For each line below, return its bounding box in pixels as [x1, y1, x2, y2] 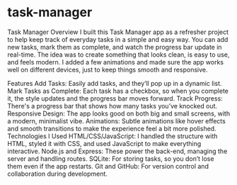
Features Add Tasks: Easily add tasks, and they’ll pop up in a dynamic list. [7, 79, 222, 87]
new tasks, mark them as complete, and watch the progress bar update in [7, 43, 222, 51]
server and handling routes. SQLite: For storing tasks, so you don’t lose [7, 154, 214, 163]
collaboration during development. [7, 169, 108, 178]
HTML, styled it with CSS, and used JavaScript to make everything [7, 139, 202, 147]
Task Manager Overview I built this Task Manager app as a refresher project [7, 28, 229, 36]
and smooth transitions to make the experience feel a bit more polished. [7, 124, 217, 133]
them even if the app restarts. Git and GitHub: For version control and [7, 162, 209, 170]
